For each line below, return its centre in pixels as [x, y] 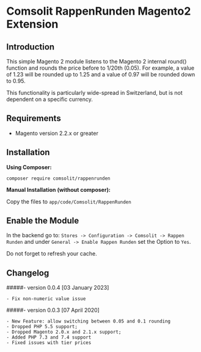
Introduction [31, 47]
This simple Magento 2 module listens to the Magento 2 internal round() [97, 61]
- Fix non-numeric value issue [46, 299]
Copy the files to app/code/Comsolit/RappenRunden [69, 201]
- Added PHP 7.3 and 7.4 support [49, 337]
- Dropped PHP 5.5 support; [42, 327]
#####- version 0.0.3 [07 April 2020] [53, 310]
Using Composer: [29, 167]
